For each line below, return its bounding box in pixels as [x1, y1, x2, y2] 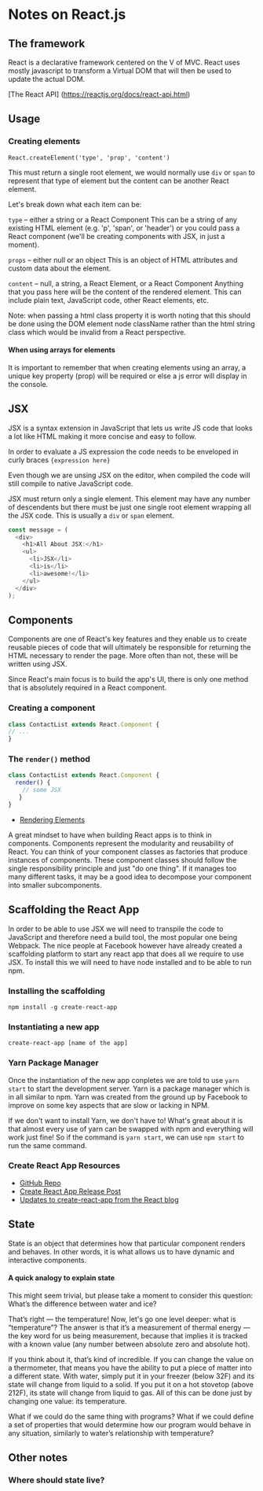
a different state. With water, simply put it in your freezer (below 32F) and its [8, 1371, 255, 1381]
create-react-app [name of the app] [8, 1040, 128, 1047]
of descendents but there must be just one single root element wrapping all [8, 502, 251, 512]
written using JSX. [8, 659, 68, 669]
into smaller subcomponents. [8, 880, 102, 889]
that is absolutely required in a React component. [8, 683, 167, 693]
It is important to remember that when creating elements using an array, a [8, 363, 246, 372]
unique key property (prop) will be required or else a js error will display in [8, 371, 247, 381]
